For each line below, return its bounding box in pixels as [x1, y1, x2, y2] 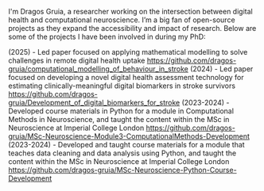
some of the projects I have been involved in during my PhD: [8, 32, 206, 41]
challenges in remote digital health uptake [8, 55, 146, 65]
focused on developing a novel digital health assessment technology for [8, 73, 244, 82]
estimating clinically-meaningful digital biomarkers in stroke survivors [8, 81, 236, 90]
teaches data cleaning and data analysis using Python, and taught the [8, 148, 237, 158]
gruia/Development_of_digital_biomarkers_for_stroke [8, 98, 181, 107]
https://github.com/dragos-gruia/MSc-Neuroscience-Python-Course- [8, 166, 237, 174]
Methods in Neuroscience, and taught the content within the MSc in [8, 115, 230, 124]
